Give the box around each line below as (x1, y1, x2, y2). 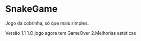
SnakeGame (5, 3, 58, 15)
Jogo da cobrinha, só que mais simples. (5, 20, 89, 26)
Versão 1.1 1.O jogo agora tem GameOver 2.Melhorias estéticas (5, 30, 136, 36)
